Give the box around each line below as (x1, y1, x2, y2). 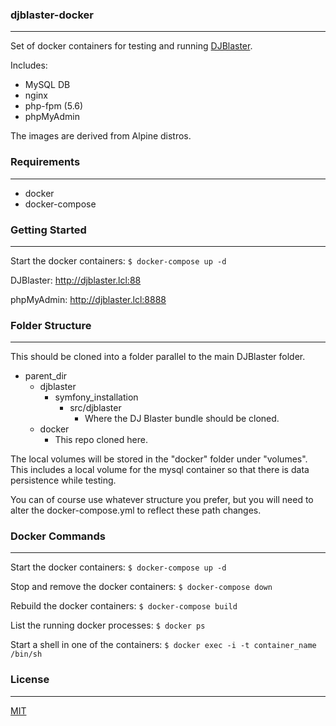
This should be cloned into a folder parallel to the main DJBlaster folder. (10, 351, 306, 363)
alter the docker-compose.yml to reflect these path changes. (10, 504, 262, 517)
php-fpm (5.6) (24, 100, 84, 112)
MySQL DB (24, 79, 71, 91)
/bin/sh (10, 649, 43, 660)
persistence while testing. (10, 474, 117, 487)
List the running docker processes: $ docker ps (10, 619, 206, 632)
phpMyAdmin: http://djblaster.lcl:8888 (10, 293, 167, 305)
